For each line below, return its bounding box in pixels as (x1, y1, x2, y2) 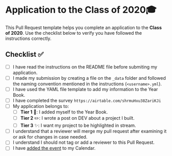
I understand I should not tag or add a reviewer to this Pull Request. (12, 139, 155, 146)
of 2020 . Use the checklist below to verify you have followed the (5, 30, 142, 36)
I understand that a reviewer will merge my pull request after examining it (12, 128, 167, 135)
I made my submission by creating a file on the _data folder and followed (12, 75, 166, 81)
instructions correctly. (5, 35, 52, 41)
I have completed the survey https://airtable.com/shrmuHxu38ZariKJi (12, 97, 161, 103)
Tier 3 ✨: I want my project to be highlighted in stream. (20, 122, 137, 128)
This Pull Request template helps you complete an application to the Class (5, 24, 162, 31)
